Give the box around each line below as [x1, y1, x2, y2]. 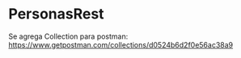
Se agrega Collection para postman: [8, 31, 129, 41]
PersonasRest [8, 5, 104, 23]
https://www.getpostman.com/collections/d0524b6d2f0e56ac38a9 [8, 39, 234, 49]
